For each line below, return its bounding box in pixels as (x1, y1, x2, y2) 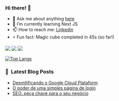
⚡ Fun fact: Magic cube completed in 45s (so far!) (12, 34, 115, 40)
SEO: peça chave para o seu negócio (12, 90, 89, 96)
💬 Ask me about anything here (12, 16, 75, 22)
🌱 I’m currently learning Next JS (12, 21, 78, 27)
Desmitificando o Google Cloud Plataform (12, 80, 98, 86)
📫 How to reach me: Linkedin (12, 27, 74, 33)
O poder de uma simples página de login (12, 85, 96, 91)
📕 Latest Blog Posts (5, 68, 54, 75)
